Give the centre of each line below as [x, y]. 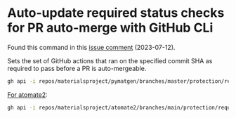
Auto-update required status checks [116, 13]
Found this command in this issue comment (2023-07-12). [91, 47]
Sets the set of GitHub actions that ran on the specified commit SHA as [110, 60]
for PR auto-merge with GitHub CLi [110, 28]
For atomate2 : [27, 94]
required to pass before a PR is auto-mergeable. [77, 68]
